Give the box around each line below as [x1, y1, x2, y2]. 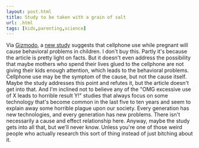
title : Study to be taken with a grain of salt [6, 14, 127, 20]
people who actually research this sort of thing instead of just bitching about [6, 130, 193, 137]
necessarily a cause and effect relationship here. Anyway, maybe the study [6, 117, 190, 125]
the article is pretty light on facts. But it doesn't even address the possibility [6, 54, 191, 61]
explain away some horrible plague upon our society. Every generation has [6, 105, 189, 112]
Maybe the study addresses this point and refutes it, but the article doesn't [6, 80, 189, 87]
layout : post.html [6, 8, 52, 15]
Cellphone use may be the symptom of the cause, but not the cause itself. [6, 73, 187, 80]
